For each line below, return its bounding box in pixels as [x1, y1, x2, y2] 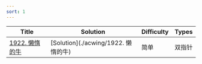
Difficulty [141, 27, 169, 36]
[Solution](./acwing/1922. [50, 39, 124, 47]
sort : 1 [6, 8, 26, 15]
